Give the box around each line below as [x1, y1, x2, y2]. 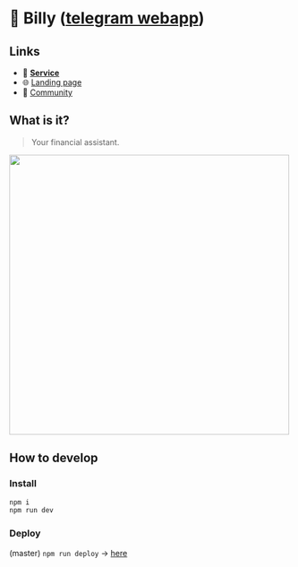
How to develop [9, 451, 98, 466]
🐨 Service [21, 67, 60, 78]
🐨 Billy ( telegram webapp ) [9, 8, 205, 29]
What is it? [9, 113, 70, 128]
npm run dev [9, 506, 54, 515]
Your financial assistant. [30, 136, 120, 147]
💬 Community [21, 87, 73, 98]
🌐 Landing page [21, 77, 82, 88]
